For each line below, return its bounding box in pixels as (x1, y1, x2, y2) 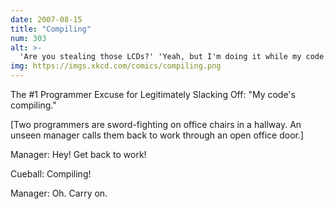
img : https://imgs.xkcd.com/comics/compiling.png (10, 61, 222, 71)
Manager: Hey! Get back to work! (10, 149, 147, 160)
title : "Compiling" (10, 24, 92, 34)
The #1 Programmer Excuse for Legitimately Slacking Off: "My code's (10, 89, 296, 100)
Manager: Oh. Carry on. (10, 187, 108, 199)
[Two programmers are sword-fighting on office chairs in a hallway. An (10, 119, 302, 130)
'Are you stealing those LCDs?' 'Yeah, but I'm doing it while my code (19, 52, 325, 62)
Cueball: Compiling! (10, 168, 92, 180)
